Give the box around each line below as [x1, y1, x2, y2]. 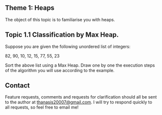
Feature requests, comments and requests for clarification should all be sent [5, 94, 157, 100]
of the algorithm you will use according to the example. [5, 67, 115, 73]
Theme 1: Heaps [5, 4, 55, 12]
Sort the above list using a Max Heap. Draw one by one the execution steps [5, 62, 155, 68]
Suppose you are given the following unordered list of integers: [5, 43, 131, 49]
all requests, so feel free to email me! [5, 104, 79, 110]
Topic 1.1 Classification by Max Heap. [5, 31, 119, 39]
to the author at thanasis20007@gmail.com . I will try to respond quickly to [5, 99, 152, 105]
